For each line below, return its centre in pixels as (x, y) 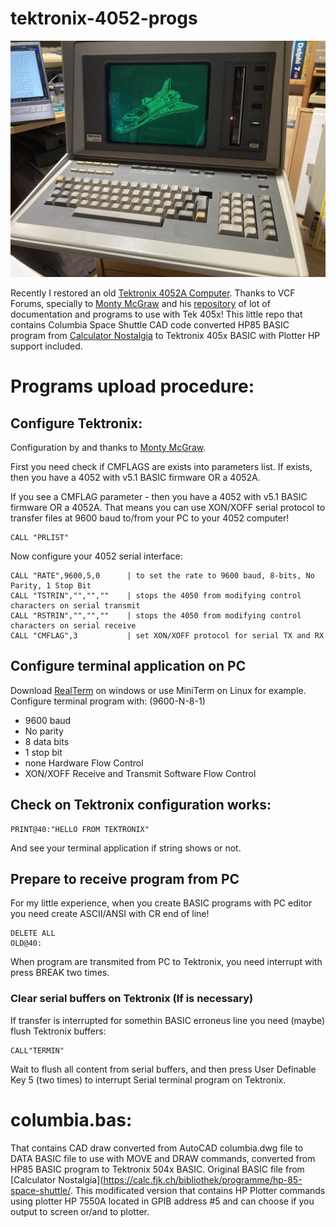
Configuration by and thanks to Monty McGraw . (108, 447)
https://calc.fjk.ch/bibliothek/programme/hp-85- (203, 1179)
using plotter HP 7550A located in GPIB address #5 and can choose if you (162, 1201)
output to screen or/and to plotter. (80, 1211)
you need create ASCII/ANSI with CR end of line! (110, 914)
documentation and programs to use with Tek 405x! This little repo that (156, 314)
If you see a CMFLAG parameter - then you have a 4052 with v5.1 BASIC (159, 496)
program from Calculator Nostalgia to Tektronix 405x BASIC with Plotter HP (165, 335)
